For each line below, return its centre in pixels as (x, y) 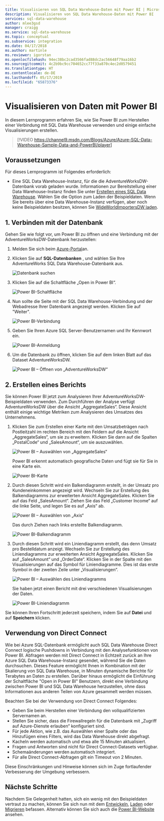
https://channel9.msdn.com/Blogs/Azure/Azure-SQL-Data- (93, 140)
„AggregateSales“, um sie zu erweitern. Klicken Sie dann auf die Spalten (84, 437)
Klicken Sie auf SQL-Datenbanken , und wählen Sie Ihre (69, 259)
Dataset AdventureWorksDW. (41, 360)
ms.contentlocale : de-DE (30, 73)
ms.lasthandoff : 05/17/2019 (34, 78)
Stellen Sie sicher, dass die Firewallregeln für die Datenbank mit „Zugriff (84, 721)
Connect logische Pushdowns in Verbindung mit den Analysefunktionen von (82, 650)
